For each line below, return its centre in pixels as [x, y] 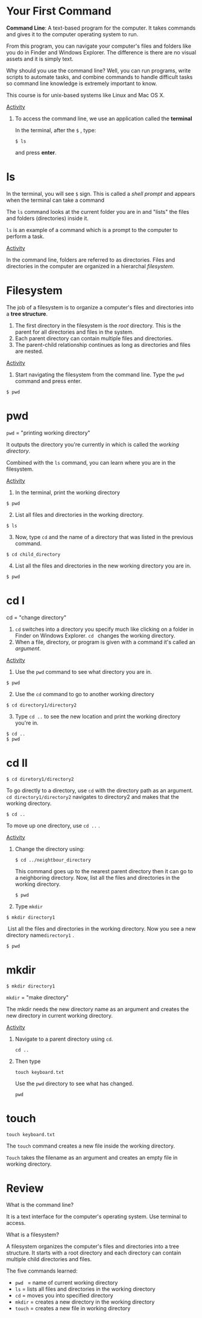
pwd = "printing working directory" [48, 433]
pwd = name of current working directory [66, 1283]
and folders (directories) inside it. [47, 218]
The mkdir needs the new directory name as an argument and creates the [98, 1009]
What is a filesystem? [33, 1235]
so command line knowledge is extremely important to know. [82, 83]
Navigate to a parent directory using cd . [64, 1039]
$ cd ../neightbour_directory [53, 860]
